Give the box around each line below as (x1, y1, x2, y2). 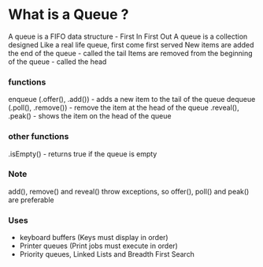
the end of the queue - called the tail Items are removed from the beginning (8, 48, 254, 58)
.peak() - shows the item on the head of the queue (8, 111, 172, 121)
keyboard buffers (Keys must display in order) (19, 233, 169, 243)
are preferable (8, 195, 54, 205)
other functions (8, 131, 69, 142)
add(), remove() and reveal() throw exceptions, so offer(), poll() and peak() (8, 186, 250, 196)
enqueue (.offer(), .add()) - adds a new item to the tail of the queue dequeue (8, 95, 256, 104)
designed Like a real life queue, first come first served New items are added (8, 39, 254, 49)
